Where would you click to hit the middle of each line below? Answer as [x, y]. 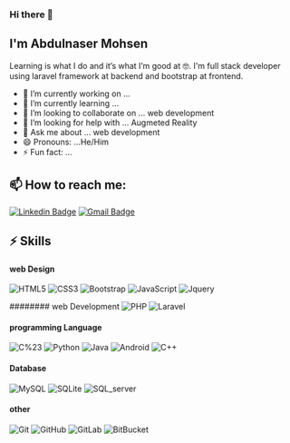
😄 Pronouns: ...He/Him [66, 142]
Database [28, 368]
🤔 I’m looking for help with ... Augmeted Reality [110, 123]
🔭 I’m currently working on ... [76, 94]
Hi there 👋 [32, 15]
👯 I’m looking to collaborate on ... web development [118, 113]
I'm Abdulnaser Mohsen [78, 44]
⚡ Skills [30, 241]
